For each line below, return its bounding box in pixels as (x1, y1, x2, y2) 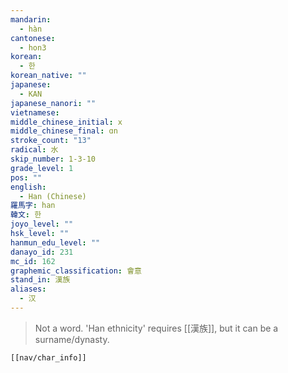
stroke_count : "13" (10, 136, 92, 146)
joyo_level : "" (10, 219, 74, 230)
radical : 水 (10, 145, 59, 155)
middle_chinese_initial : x (10, 117, 123, 127)
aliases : (10, 284, 47, 295)
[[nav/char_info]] (10, 352, 87, 363)
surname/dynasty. (34, 333, 110, 345)
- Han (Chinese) (19, 191, 87, 201)
